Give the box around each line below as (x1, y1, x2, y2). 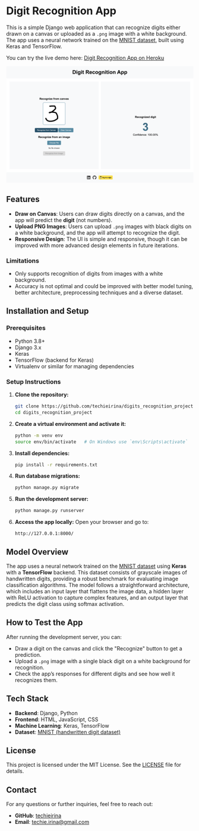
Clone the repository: (14, 391, 69, 399)
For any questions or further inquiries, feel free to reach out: (6, 801, 153, 808)
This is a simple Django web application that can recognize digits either (6, 24, 181, 31)
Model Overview (6, 546, 68, 557)
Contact (6, 785, 37, 795)
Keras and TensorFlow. (6, 43, 62, 50)
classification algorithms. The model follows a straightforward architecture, (6, 581, 190, 589)
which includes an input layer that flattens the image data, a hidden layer (6, 587, 184, 595)
